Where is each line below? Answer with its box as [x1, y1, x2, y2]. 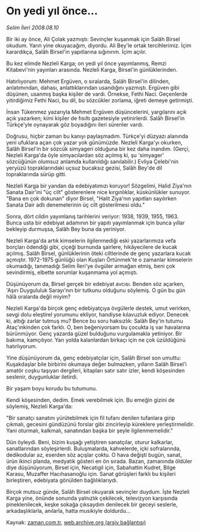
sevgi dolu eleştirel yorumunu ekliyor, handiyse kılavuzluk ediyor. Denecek [6, 310, 189, 318]
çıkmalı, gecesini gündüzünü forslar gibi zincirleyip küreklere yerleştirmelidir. [6, 420, 195, 428]
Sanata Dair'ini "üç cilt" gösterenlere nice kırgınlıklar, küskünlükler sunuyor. [6, 188, 191, 195]
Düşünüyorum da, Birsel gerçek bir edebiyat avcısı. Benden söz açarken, [6, 280, 185, 287]
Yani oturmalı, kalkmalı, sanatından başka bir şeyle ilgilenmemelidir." [6, 427, 173, 434]
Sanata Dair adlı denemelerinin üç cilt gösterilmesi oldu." [6, 201, 145, 208]
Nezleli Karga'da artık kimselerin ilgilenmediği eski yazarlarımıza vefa [6, 237, 176, 244]
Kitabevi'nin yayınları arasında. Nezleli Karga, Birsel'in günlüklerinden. [6, 66, 178, 73]
